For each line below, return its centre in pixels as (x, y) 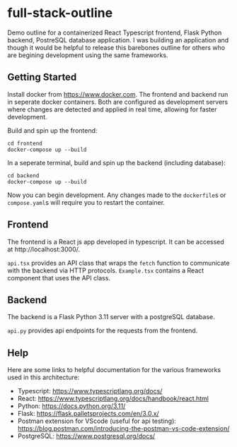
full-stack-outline (60, 13)
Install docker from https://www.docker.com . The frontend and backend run (118, 94)
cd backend (23, 175)
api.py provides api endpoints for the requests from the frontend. (103, 330)
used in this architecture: (44, 377)
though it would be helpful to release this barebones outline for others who (116, 47)
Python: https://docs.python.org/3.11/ (71, 406)
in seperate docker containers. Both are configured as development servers (118, 102)
